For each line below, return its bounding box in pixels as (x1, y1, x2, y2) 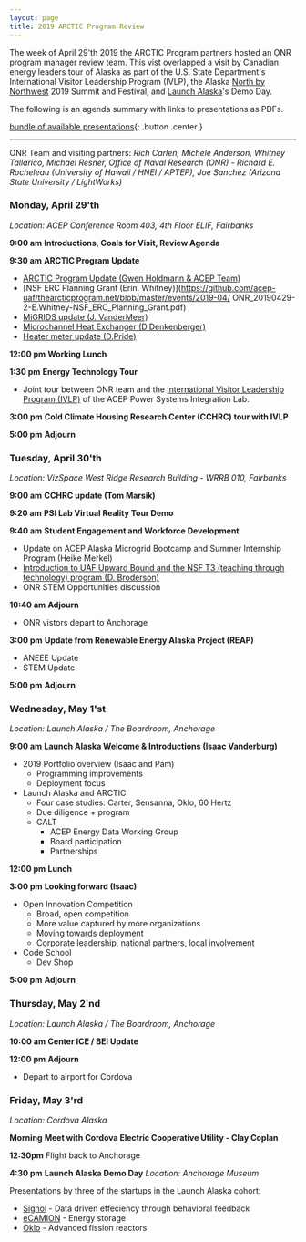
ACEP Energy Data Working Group (49, 826, 179, 837)
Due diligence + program (36, 807, 130, 818)
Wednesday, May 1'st (9, 703, 107, 716)
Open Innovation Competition (22, 899, 134, 910)
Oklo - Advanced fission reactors (22, 1222, 148, 1233)
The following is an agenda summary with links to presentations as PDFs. (9, 103, 284, 114)
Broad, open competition (36, 908, 130, 919)
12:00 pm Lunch (9, 864, 73, 875)
